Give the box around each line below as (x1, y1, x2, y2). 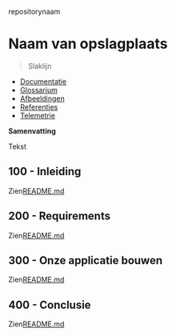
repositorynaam (8, 7, 61, 16)
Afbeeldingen (19, 94, 66, 103)
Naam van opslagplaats (8, 35, 168, 53)
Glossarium (19, 85, 58, 94)
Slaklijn (27, 61, 52, 70)
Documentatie (19, 76, 66, 86)
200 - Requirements (8, 210, 110, 223)
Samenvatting (8, 126, 56, 135)
